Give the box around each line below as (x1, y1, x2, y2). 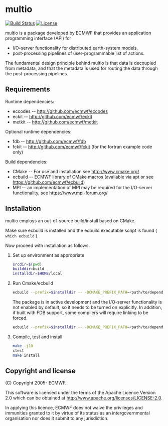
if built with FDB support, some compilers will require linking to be (12, 310, 149, 316)
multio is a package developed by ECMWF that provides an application (5, 30, 151, 36)
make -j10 (12, 343, 34, 348)
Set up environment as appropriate (12, 252, 85, 258)
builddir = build (12, 266, 45, 271)
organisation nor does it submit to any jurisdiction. (5, 415, 109, 421)
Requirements (5, 85, 50, 94)
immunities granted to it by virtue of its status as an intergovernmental (5, 410, 150, 416)
